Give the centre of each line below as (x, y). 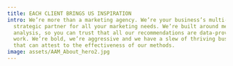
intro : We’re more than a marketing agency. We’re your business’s (107, 20)
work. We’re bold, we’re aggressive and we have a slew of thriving (114, 39)
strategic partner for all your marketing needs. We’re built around (116, 26)
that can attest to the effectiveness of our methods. (94, 45)
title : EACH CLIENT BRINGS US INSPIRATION (69, 13)
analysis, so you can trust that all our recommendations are (105, 33)
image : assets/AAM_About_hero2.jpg (59, 52)
